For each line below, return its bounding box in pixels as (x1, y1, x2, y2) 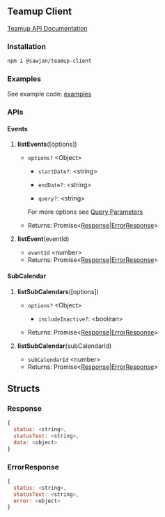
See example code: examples (7, 90, 92, 99)
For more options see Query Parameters (27, 207, 143, 216)
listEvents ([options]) (17, 140, 78, 149)
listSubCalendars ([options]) (17, 287, 100, 296)
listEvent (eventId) (17, 235, 70, 243)
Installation (7, 41, 47, 51)
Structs (7, 383, 40, 394)
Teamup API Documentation (7, 24, 88, 32)
